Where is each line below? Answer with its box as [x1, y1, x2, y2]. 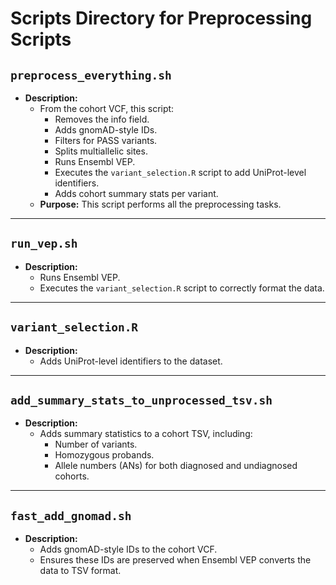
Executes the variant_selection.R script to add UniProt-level [54, 167, 307, 178]
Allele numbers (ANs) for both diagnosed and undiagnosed [54, 460, 298, 472]
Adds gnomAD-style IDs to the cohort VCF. [39, 543, 218, 556]
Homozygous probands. [54, 449, 155, 461]
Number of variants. [54, 438, 138, 451]
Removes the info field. [54, 113, 150, 125]
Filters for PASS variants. [54, 135, 158, 146]
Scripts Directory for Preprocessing [10, 7, 313, 30]
